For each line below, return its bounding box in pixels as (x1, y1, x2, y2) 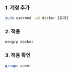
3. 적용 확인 (5, 52, 31, 59)
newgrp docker (5, 39, 34, 44)
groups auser (5, 63, 32, 68)
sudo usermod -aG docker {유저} (5, 16, 69, 20)
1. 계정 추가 (5, 4, 30, 11)
